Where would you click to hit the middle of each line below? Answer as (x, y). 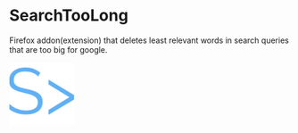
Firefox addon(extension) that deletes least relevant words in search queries (149, 40)
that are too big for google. (58, 49)
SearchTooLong (69, 16)
